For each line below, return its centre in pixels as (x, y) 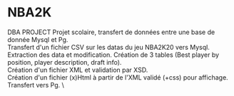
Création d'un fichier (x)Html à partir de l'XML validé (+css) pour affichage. (118, 77)
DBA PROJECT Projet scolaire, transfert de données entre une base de (111, 32)
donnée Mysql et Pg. (38, 39)
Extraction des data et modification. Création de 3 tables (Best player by (113, 55)
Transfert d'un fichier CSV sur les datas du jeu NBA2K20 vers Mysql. (109, 47)
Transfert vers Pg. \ (36, 85)
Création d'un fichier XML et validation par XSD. (78, 70)
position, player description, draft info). (65, 62)
